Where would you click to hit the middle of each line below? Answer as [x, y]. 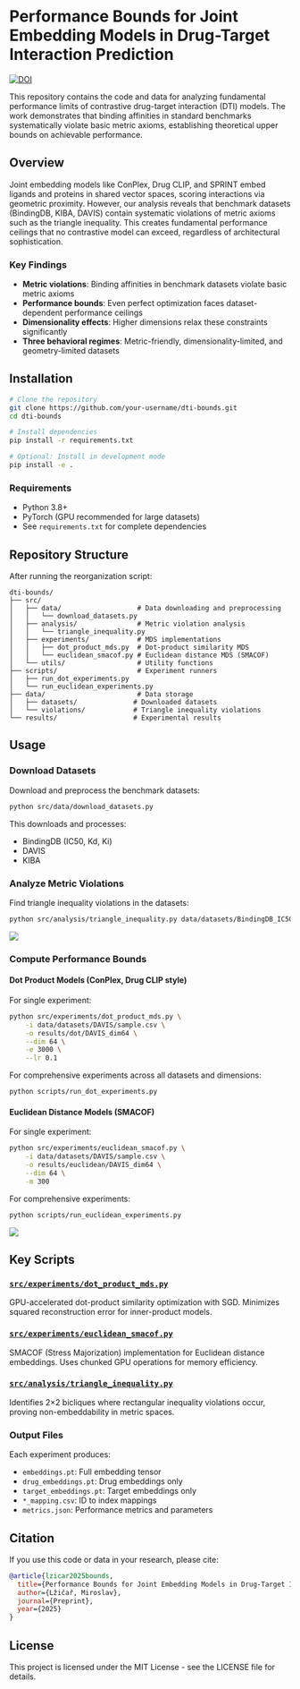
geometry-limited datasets [71, 351]
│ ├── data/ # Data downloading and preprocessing [145, 609]
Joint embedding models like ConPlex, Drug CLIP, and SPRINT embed [137, 184]
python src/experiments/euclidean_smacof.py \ [97, 1148]
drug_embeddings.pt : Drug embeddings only [102, 1481]
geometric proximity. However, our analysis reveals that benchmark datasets [150, 203]
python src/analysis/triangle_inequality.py [93, 919]
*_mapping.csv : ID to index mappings [89, 1500]
